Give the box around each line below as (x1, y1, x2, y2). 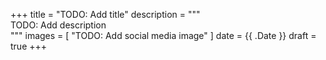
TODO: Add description (10, 19, 107, 31)
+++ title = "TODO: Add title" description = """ (10, 9, 201, 20)
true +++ (10, 40, 48, 52)
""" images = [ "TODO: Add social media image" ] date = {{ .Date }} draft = (10, 30, 317, 41)
